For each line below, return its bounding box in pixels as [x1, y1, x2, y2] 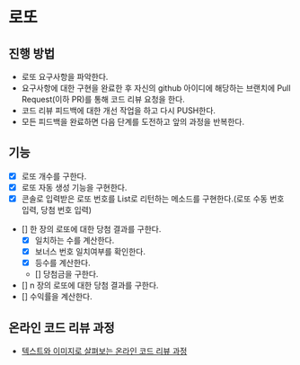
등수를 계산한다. [34, 257, 91, 269]
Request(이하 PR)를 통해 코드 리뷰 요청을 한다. [21, 94, 185, 104]
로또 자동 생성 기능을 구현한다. [21, 182, 128, 192]
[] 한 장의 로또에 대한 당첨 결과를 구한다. [21, 224, 162, 234]
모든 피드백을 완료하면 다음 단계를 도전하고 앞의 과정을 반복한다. [21, 117, 244, 127]
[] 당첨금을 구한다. [34, 269, 99, 280]
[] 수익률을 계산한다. [21, 291, 93, 302]
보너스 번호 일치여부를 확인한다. [34, 246, 146, 257]
